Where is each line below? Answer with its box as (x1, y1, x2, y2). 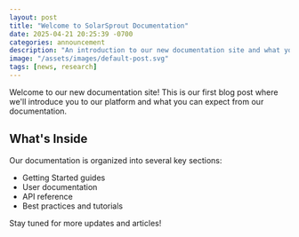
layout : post (9, 12, 58, 22)
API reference (21, 191, 73, 201)
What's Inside (9, 131, 88, 146)
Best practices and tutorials (21, 201, 123, 211)
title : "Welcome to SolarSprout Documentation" (9, 21, 190, 30)
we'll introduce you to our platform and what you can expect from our (9, 96, 264, 107)
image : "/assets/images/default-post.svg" (9, 54, 169, 63)
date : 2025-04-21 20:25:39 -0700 (9, 29, 133, 38)
